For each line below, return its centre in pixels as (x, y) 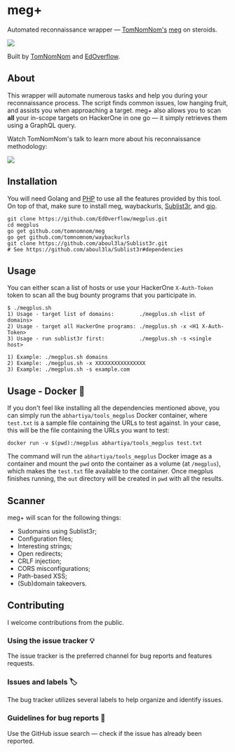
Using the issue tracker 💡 (51, 640)
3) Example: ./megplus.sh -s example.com (69, 370)
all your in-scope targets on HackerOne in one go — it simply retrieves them (117, 117)
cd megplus (23, 225)
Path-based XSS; (42, 576)
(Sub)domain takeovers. (52, 583)
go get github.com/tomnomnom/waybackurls (69, 237)
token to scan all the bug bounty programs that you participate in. (102, 295)
